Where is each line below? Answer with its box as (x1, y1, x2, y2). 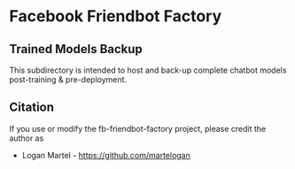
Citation (9, 100, 55, 115)
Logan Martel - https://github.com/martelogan (21, 150, 190, 160)
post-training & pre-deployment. (9, 74, 127, 85)
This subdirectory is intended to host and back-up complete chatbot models (9, 65, 287, 75)
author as (9, 133, 44, 143)
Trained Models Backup (9, 42, 144, 57)
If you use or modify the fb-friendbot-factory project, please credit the (9, 123, 267, 134)
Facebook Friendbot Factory (9, 6, 222, 27)
